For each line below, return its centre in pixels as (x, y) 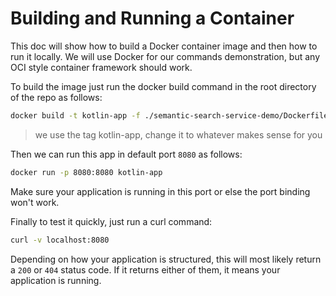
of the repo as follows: (56, 97)
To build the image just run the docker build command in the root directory (163, 86)
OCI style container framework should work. (101, 67)
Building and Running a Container (152, 18)
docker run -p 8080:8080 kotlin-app (86, 172)
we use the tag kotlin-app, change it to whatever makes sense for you (178, 134)
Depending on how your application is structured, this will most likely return (166, 259)
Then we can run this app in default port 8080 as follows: (126, 154)
